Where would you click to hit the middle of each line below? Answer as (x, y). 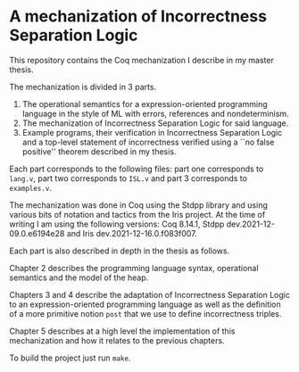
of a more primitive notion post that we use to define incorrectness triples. (145, 313)
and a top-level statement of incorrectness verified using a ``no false (148, 142)
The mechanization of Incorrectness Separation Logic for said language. (155, 123)
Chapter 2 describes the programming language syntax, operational (134, 268)
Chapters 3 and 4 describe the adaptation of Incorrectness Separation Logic (149, 294)
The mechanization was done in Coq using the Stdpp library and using (138, 205)
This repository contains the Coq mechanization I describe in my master (141, 60)
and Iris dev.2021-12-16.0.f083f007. (132, 233)
